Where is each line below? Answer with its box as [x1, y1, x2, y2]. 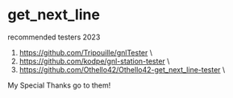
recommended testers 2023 [7, 32, 101, 42]
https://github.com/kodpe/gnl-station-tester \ [19, 56, 170, 66]
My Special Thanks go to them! [7, 80, 111, 90]
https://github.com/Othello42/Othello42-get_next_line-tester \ [19, 64, 226, 74]
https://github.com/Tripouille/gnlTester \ [19, 47, 153, 57]
